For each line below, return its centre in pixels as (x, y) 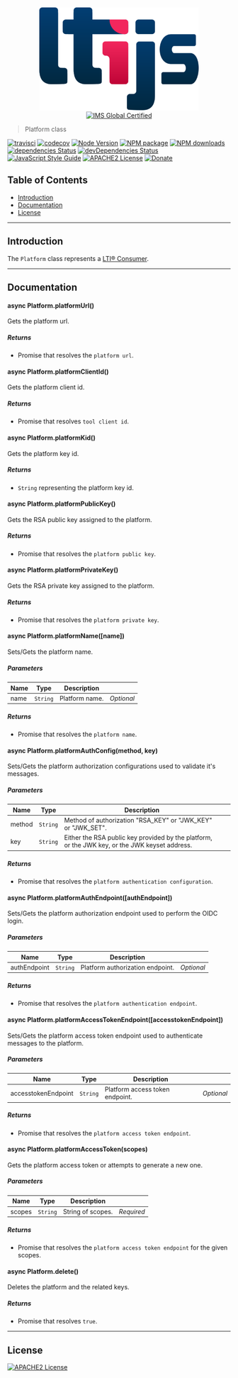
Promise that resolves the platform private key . (88, 620)
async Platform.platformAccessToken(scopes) (78, 1149)
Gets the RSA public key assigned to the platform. (80, 519)
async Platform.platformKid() (51, 438)
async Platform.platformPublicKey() (62, 504)
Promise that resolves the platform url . (75, 355)
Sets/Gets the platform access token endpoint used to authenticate (105, 1035)
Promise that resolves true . (57, 1321)
